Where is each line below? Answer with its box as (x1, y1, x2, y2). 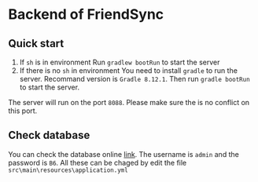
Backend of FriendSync (8, 5, 164, 24)
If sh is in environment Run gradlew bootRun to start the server (19, 57, 220, 67)
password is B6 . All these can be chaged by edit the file (8, 158, 187, 167)
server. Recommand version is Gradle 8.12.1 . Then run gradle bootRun (19, 75, 250, 83)
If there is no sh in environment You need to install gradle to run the (19, 66, 238, 75)
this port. (8, 106, 38, 115)
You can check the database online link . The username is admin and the (8, 149, 240, 158)
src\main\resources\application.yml (8, 166, 128, 174)
